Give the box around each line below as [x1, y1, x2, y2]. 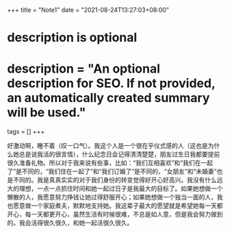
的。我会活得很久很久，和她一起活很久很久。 [7, 219, 133, 227]
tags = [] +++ [7, 127, 45, 136]
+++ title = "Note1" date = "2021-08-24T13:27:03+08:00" [7, 6, 170, 14]
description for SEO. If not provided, [7, 75, 216, 91]
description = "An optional [7, 61, 161, 77]
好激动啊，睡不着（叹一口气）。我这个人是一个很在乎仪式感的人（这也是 [7, 142, 208, 150]
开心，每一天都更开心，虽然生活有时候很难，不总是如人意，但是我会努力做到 [7, 210, 223, 219]
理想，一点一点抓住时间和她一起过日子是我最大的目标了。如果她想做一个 [18, 184, 223, 193]
